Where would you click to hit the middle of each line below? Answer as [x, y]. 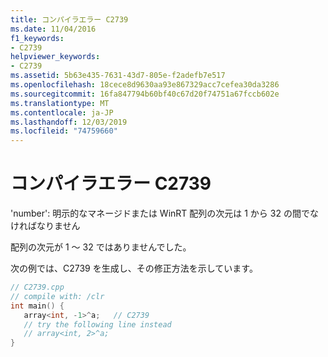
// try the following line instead [97, 324]
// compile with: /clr [57, 296]
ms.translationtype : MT [60, 103]
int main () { [37, 306]
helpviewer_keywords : [55, 57]
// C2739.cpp [37, 287]
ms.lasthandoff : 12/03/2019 [69, 122]
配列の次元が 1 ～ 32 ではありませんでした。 [101, 247]
